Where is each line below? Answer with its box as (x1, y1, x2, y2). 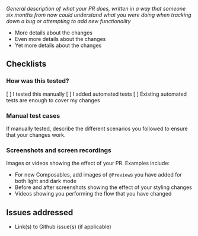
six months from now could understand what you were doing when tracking (6, 11, 191, 18)
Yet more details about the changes (14, 42, 102, 49)
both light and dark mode (14, 178, 77, 185)
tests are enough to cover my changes (6, 96, 100, 103)
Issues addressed (6, 207, 74, 218)
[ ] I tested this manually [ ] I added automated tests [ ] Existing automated (6, 90, 187, 97)
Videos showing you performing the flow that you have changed (14, 190, 172, 197)
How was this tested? (6, 77, 69, 85)
